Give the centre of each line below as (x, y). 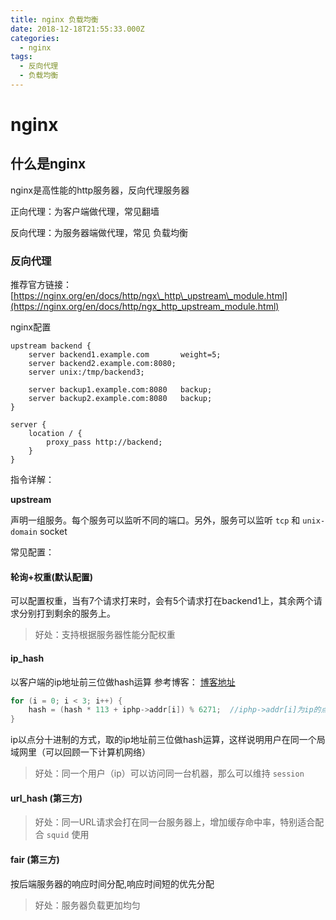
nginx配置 (31, 327)
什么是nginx (48, 164)
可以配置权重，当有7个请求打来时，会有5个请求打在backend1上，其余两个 (162, 601)
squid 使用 (68, 835)
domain (24, 532)
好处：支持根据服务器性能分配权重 (105, 635)
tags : (21, 57)
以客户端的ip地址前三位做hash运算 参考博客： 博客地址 (123, 682)
